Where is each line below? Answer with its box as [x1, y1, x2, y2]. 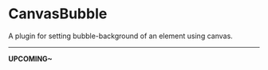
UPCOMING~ [8, 53, 53, 64]
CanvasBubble [8, 5, 108, 23]
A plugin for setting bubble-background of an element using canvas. [8, 31, 233, 41]
